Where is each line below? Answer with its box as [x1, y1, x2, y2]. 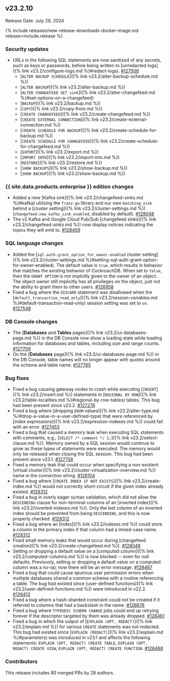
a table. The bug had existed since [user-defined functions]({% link [12, 580, 153, 586]
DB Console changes [5, 318, 58, 325]
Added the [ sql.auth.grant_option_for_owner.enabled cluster [12, 251, 142, 257]
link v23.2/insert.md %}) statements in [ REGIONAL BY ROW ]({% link [22, 391, 157, 398]
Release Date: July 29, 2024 [5, 17, 64, 23]
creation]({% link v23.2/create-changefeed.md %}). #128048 [12, 543, 141, 549]
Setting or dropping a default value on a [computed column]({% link [12, 548, 154, 554]
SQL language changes [5, 240, 64, 247]
